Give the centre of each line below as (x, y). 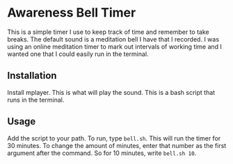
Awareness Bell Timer (72, 13)
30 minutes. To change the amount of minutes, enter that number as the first (117, 145)
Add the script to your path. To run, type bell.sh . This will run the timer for (114, 138)
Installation (32, 76)
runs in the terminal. (36, 100)
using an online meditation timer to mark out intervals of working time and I (115, 46)
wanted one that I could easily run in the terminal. (78, 54)
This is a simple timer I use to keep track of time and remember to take (109, 32)
